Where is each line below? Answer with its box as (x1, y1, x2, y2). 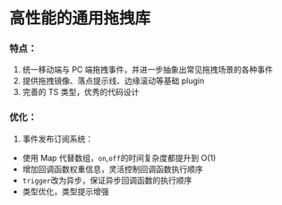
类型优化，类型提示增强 (21, 185, 109, 197)
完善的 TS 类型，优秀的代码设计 (21, 87, 140, 98)
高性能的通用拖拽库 (9, 8, 151, 29)
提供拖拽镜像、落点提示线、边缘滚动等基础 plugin (21, 75, 205, 86)
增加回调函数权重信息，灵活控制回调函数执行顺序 (21, 163, 203, 175)
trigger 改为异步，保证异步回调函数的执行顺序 (21, 175, 192, 185)
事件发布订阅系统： (21, 133, 94, 144)
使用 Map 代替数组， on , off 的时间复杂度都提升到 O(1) (21, 152, 217, 163)
